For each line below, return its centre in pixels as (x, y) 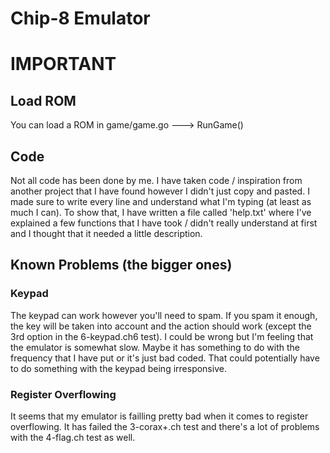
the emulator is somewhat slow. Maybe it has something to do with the (155, 347)
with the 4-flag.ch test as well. (73, 437)
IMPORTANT (63, 64)
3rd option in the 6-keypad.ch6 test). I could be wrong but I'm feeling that (162, 336)
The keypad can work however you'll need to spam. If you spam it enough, (164, 315)
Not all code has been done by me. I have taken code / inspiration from (156, 180)
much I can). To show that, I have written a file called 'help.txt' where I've (161, 212)
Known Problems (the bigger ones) (121, 265)
